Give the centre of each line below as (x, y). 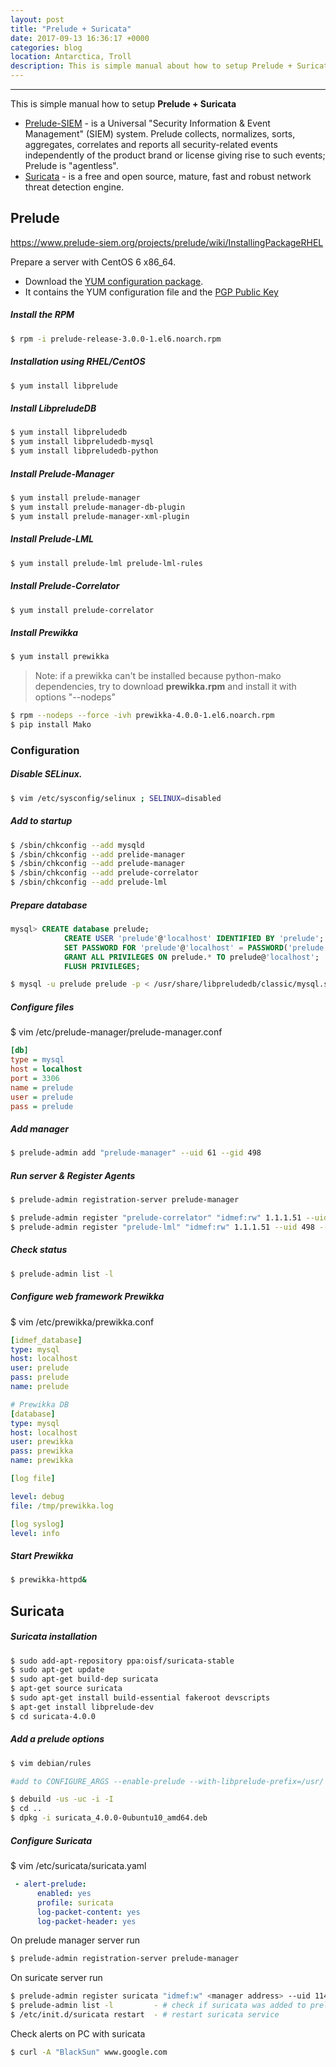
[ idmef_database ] (46, 1340)
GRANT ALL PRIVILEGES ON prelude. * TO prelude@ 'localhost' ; (191, 957)
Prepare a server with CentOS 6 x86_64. (93, 262)
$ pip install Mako (51, 725)
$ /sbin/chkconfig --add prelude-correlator (104, 873)
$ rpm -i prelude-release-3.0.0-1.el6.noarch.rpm (116, 339)
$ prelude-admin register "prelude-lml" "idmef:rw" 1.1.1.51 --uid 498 (162, 1227)
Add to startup (41, 821)
